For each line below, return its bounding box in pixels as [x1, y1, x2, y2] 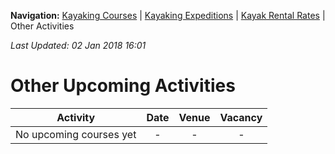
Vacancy [219, 110, 263, 124]
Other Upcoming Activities [10, 75, 236, 97]
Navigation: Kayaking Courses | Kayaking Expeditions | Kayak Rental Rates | [10, 10, 326, 21]
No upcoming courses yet [15, 127, 137, 141]
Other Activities [10, 20, 75, 32]
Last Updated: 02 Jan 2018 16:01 [10, 40, 147, 51]
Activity [56, 110, 96, 124]
